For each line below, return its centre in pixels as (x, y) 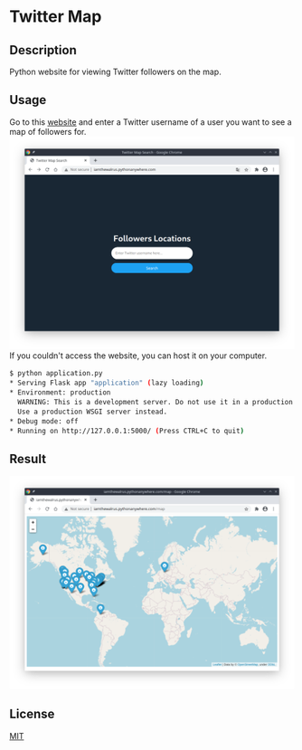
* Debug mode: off (44, 421)
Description (43, 50)
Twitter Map (56, 17)
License (32, 714)
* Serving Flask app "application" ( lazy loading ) (107, 383)
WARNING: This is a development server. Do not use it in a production (156, 402)
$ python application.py (56, 374)
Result (28, 459)
